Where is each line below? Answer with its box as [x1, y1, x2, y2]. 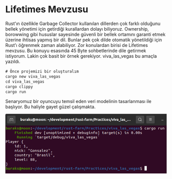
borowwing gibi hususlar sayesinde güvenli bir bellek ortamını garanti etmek [5, 31, 166, 37]
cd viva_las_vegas [5, 79, 45, 84]
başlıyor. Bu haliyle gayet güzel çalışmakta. [5, 104, 96, 110]
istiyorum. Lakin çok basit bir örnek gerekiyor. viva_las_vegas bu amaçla [5, 53, 157, 59]
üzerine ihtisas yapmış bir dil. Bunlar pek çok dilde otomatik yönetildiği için [5, 37, 162, 43]
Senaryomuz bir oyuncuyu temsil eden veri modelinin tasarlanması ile [5, 98, 152, 104]
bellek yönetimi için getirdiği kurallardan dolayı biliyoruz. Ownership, [5, 25, 149, 32]
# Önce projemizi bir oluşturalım [5, 69, 79, 74]
